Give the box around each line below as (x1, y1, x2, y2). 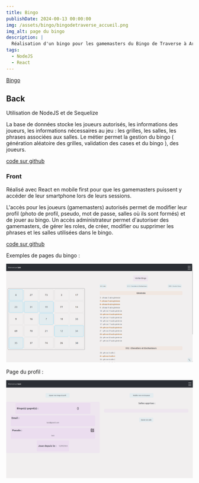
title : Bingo (6, 9, 38, 15)
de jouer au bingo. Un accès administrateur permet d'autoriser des (6, 216, 169, 223)
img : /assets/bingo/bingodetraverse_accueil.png (6, 22, 129, 28)
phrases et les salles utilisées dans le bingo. (6, 229, 114, 236)
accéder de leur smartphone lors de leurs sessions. (6, 192, 132, 199)
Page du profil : (6, 368, 44, 375)
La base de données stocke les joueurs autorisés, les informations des (6, 121, 178, 128)
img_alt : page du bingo (6, 28, 65, 34)
